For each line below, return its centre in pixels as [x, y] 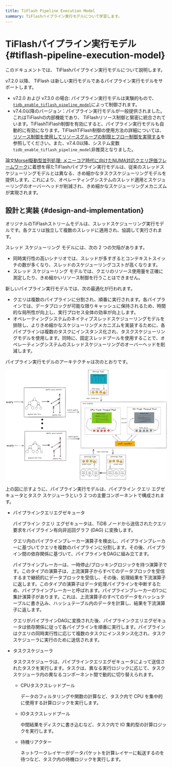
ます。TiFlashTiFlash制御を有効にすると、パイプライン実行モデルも [89, 124]
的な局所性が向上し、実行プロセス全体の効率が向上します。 [75, 312]
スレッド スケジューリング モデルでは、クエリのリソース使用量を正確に [88, 271]
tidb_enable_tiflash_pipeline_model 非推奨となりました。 [74, 149]
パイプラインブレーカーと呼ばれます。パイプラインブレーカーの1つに [94, 590]
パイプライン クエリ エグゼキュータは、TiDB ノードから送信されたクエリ [90, 523]
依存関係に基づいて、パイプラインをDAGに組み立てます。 [91, 554]
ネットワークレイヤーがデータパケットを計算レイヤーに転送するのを [92, 753]
